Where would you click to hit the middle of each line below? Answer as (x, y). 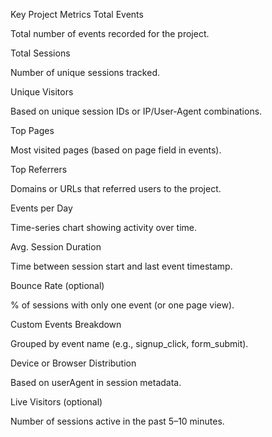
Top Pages (32, 130)
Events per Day (41, 208)
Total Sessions (40, 53)
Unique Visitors (42, 92)
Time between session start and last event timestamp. (121, 266)
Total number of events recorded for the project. (110, 33)
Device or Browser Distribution (73, 363)
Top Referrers (39, 169)
